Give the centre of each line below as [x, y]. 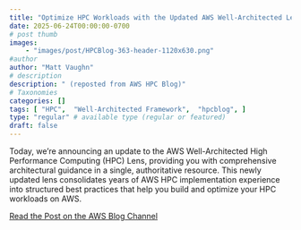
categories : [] [38, 101]
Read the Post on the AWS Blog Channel [84, 216]
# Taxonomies [34, 92]
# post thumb [34, 34]
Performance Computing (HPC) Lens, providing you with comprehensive [143, 161]
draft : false [34, 126]
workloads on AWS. [46, 199]
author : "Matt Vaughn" [52, 68]
